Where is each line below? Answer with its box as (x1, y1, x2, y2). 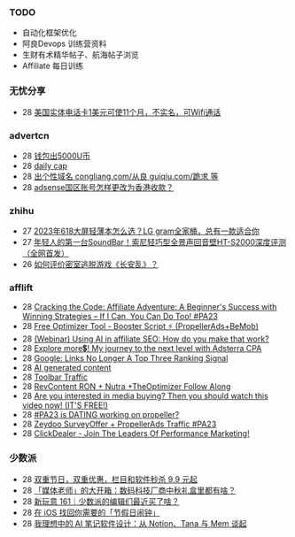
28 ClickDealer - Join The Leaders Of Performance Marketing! (21, 428, 250, 439)
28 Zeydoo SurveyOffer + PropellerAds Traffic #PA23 (21, 418, 217, 430)
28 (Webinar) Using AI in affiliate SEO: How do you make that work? (21, 334, 269, 344)
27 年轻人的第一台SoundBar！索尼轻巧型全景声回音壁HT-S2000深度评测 (21, 237, 286, 248)
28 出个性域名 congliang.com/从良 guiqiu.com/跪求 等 (21, 171, 219, 181)
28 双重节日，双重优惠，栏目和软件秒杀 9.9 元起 (21, 473, 198, 484)
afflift (9, 281, 34, 294)
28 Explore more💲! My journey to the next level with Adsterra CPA (21, 343, 262, 354)
